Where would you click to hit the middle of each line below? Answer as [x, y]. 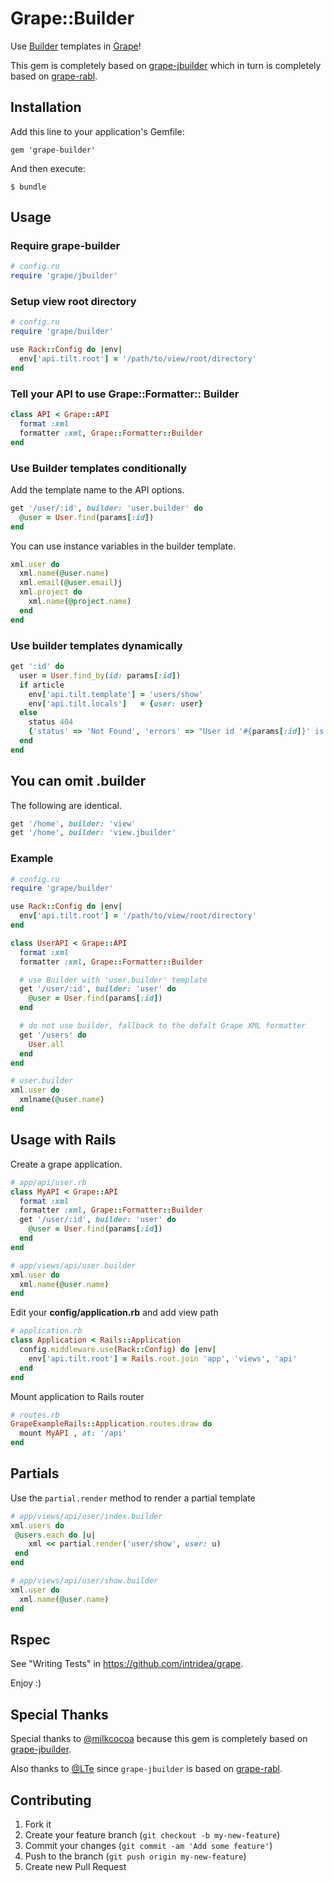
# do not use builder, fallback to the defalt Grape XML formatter [163, 1026]
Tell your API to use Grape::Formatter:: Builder [125, 394]
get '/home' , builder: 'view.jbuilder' [93, 833]
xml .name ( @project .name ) [80, 602]
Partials [35, 1473]
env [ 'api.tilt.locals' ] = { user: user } [115, 703]
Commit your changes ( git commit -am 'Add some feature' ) [148, 1846]
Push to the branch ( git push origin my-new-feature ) [135, 1856]
